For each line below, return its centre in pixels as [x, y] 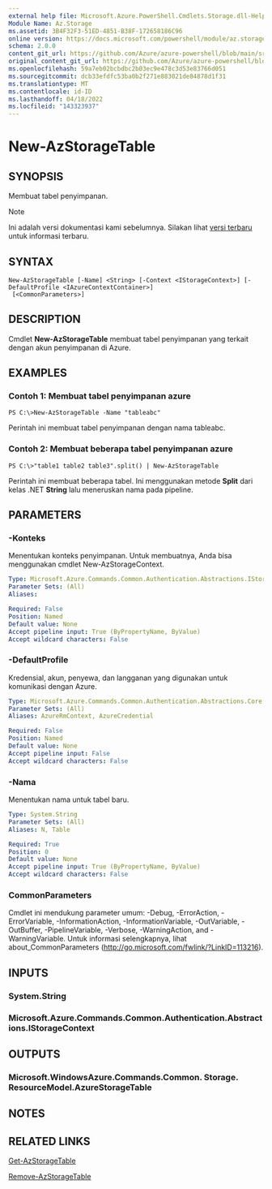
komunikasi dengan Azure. [53, 686]
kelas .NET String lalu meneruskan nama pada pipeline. [101, 489]
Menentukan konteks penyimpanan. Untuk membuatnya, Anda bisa [120, 556]
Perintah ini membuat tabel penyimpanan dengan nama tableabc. [117, 428]
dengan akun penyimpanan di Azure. [70, 347]
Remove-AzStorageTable [50, 1177]
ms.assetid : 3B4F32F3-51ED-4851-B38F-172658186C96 [96, 31]
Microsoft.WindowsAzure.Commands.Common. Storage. [123, 1077]
